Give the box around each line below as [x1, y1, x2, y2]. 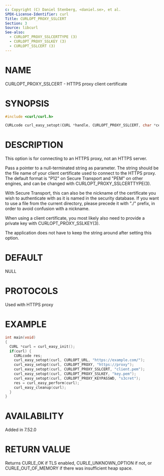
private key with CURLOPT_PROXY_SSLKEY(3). [5, 221, 100, 227]
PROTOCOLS [5, 286, 59, 296]
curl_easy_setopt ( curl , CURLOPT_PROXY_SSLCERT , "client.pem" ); [14, 367, 145, 372]
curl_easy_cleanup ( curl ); [14, 385, 67, 390]
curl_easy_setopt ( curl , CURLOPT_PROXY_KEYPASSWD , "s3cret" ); [14, 376, 141, 381]
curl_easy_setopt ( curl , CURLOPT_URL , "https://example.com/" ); [14, 358, 145, 363]
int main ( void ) [5, 335, 36, 340]
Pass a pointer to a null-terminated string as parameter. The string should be [5, 165, 159, 171]
